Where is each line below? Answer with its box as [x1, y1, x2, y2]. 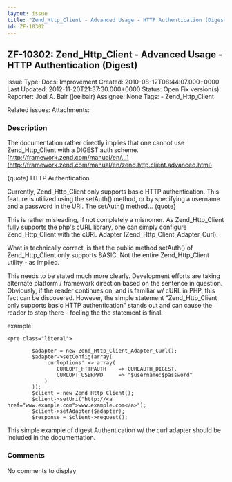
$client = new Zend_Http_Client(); [32, 390, 135, 397]
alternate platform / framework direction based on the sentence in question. [7, 279, 223, 288]
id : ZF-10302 [7, 23, 45, 30]
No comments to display [7, 466, 77, 474]
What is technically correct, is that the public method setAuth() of [7, 243, 193, 252]
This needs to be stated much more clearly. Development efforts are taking [7, 272, 221, 280]
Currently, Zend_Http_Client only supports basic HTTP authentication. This [7, 187, 220, 196]
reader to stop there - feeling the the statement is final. [7, 308, 164, 317]
